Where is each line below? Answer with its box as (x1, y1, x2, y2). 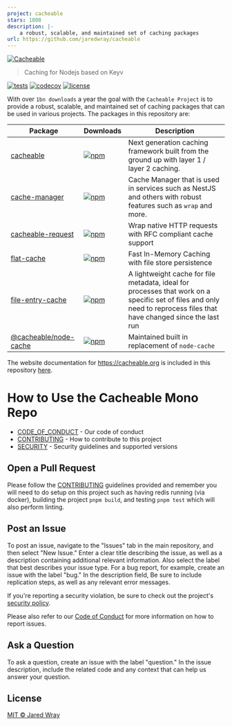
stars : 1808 (7, 17, 41, 24)
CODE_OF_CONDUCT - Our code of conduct (17, 428, 144, 436)
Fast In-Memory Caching (128, 250, 211, 259)
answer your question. (7, 672, 71, 681)
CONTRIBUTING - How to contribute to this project (17, 435, 162, 443)
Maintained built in (128, 333, 188, 342)
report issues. (7, 620, 47, 628)
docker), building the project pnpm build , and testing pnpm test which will (7, 495, 215, 503)
